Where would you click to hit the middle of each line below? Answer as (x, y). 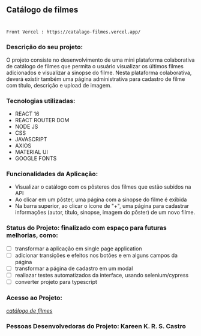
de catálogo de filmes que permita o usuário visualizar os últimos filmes (95, 66)
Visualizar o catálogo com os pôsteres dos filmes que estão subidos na (103, 187)
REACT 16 (27, 114)
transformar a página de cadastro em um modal (74, 268)
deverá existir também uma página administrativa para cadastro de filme (96, 79)
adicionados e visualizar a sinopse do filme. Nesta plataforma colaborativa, (99, 72)
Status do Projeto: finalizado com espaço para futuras (86, 228)
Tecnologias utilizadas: (41, 101)
